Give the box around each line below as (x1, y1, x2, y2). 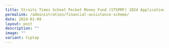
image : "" (5, 30, 26, 35)
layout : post (5, 21, 33, 26)
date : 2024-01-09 (5, 16, 42, 21)
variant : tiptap (5, 35, 39, 40)
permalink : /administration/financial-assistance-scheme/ (5, 12, 129, 17)
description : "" (5, 26, 39, 31)
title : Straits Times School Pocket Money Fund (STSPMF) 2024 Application (5, 7, 165, 12)
